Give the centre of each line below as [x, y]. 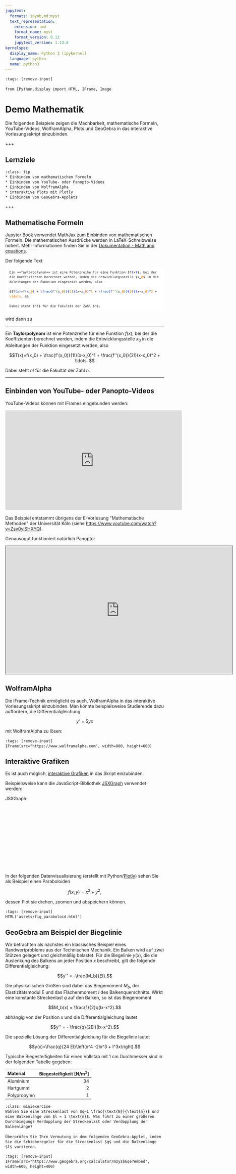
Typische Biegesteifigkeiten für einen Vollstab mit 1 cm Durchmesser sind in [84, 1056]
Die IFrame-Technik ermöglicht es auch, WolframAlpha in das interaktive [80, 701]
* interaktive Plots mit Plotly [39, 192]
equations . [16, 251]
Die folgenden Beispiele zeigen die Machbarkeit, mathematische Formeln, [82, 123]
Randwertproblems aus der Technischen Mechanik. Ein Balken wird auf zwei [84, 950]
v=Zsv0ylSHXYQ [23, 529]
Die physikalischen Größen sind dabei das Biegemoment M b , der [72, 986]
